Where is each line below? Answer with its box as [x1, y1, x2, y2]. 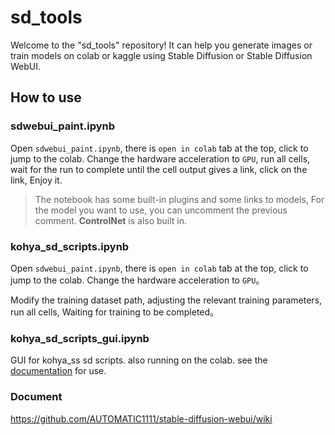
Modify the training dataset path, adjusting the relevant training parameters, [10, 294, 323, 306]
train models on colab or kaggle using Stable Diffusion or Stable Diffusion [10, 49, 313, 61]
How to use [10, 89, 82, 106]
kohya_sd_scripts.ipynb [10, 239, 130, 253]
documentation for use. [10, 365, 107, 377]
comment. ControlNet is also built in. [34, 214, 188, 226]
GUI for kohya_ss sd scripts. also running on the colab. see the [10, 354, 268, 366]
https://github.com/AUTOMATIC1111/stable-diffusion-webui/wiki [10, 412, 273, 425]
